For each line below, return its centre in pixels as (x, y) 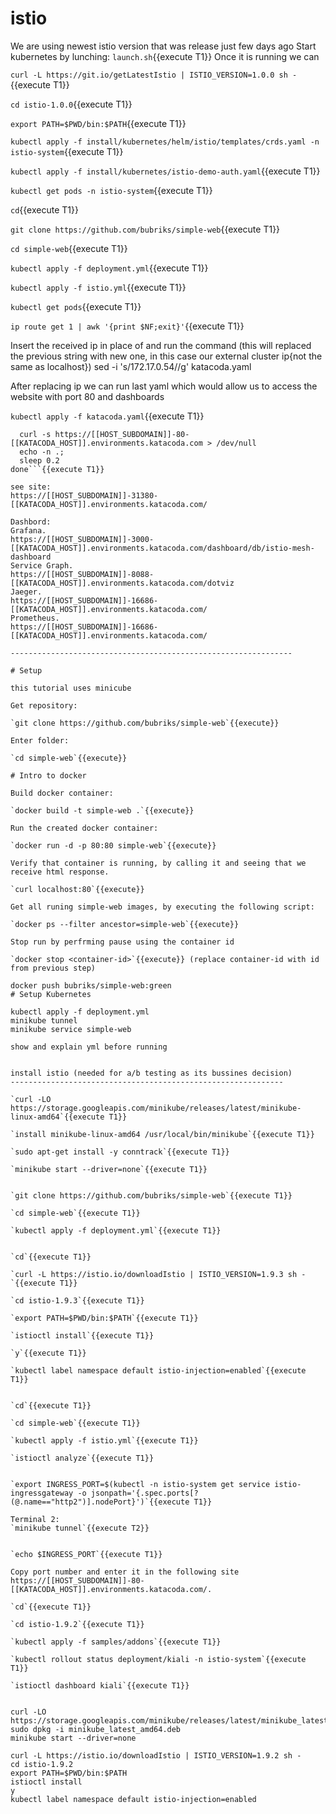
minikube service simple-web (71, 1029)
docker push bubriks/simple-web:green (91, 985)
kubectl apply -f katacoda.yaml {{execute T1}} (107, 416)
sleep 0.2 (39, 460)
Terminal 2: (35, 1519)
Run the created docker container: (84, 828)
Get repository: (44, 705)
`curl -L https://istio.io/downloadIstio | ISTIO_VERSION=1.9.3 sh (154, 1274)
